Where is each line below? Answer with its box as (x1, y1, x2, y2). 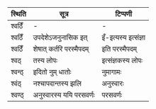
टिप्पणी (115, 9, 133, 18)
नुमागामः (101, 67, 122, 76)
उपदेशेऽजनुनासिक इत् (33, 33, 88, 42)
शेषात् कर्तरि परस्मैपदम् (33, 44, 89, 54)
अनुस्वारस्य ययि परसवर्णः (33, 90, 95, 100)
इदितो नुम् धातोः (33, 67, 72, 76)
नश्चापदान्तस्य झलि (33, 79, 82, 88)
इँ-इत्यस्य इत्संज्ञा (101, 33, 146, 42)
